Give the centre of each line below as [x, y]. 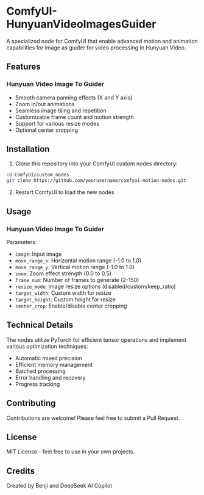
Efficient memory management [54, 364]
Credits [21, 471]
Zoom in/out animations [45, 104]
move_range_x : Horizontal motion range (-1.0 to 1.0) [78, 260]
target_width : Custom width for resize [63, 293]
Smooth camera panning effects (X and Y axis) [74, 97]
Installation [28, 149]
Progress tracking [37, 384]
